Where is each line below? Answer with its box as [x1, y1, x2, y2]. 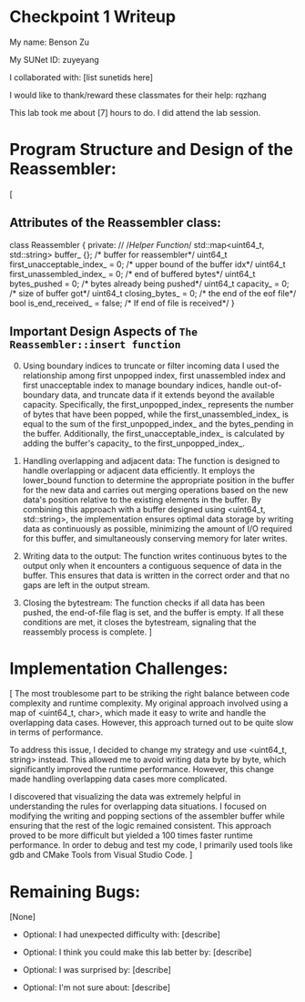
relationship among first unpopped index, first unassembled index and [22, 369, 286, 380]
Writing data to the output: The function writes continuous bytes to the [22, 550, 288, 562]
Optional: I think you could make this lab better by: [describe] [22, 946, 252, 958]
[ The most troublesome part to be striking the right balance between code [9, 688, 290, 699]
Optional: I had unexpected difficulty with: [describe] [22, 929, 221, 940]
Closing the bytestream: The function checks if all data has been [22, 597, 266, 608]
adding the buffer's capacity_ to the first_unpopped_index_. [22, 438, 246, 449]
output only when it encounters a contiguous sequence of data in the [22, 560, 282, 571]
